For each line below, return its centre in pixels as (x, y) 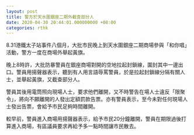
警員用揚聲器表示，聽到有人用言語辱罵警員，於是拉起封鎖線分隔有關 (98, 72)
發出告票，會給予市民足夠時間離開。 (54, 106)
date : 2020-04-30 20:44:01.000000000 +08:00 (61, 22)
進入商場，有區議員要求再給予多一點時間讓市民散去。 (75, 126)
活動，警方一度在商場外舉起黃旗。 (47, 53)
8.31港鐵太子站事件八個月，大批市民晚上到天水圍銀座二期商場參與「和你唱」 (98, 45)
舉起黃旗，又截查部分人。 (52, 79)
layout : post (22, 11)
